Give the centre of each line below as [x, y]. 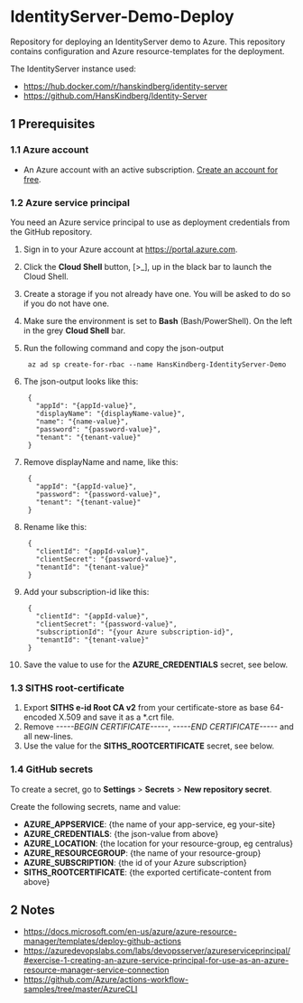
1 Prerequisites [53, 124]
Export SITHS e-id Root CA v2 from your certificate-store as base [146, 708]
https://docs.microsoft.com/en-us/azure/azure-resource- [130, 932]
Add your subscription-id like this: [86, 591]
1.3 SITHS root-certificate [68, 688]
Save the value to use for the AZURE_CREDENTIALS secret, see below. [155, 664]
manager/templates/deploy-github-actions [102, 942]
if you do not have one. [66, 303]
